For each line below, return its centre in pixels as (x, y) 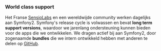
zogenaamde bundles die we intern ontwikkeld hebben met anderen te (76, 38)
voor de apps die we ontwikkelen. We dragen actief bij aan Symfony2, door (80, 33)
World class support (30, 7)
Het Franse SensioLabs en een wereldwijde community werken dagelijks (78, 18)
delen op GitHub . (22, 44)
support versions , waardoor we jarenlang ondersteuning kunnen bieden (78, 28)
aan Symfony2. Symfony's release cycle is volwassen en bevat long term (79, 23)
